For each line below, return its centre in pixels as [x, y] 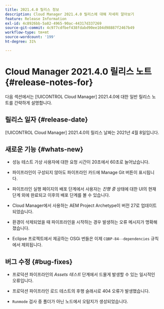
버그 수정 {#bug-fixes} [39, 262]
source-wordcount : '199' [30, 37]
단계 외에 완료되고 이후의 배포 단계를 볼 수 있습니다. [61, 195]
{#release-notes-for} [49, 82]
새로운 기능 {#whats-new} [44, 149]
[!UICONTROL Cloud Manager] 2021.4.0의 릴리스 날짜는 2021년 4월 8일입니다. [82, 132]
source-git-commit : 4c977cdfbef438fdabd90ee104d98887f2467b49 [70, 28]
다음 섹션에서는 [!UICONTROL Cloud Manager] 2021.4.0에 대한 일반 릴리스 [78, 97]
